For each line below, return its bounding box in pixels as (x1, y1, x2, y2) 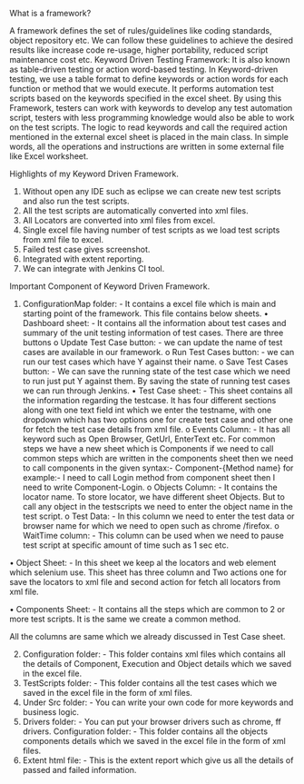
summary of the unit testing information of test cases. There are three (22, 327, 284, 338)
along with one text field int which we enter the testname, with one (22, 404, 272, 415)
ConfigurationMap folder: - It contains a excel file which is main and (22, 299, 277, 309)
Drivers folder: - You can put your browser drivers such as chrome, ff (22, 717, 281, 727)
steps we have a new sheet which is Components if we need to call (22, 443, 274, 453)
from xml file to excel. (22, 234, 104, 244)
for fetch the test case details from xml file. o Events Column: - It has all (22, 424, 290, 434)
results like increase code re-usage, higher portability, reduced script (9, 45, 269, 55)
